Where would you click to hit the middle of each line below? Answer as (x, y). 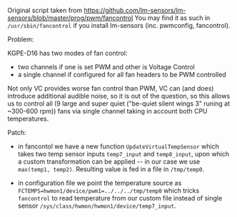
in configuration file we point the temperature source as (100, 183)
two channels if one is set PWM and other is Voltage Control (106, 67)
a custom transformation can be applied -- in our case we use (109, 161)
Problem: (21, 39)
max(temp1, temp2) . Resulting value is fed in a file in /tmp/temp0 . (111, 169)
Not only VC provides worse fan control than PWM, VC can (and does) (111, 88)
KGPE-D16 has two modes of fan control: (67, 53)
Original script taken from (45, 10)
